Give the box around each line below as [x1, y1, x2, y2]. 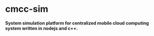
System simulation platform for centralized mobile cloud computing [5, 20, 149, 26]
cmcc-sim [5, 3, 49, 15]
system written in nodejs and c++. [5, 25, 78, 31]
